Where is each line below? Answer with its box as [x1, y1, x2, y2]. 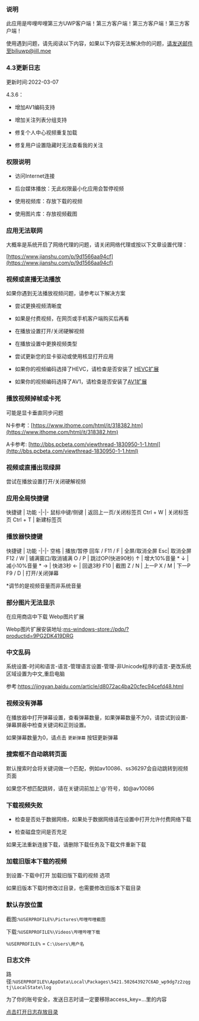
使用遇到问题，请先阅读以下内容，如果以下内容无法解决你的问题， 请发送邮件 [6, 40, 193, 47]
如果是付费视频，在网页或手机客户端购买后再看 [14, 315, 129, 322]
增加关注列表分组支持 [14, 116, 67, 123]
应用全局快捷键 [6, 494, 49, 502]
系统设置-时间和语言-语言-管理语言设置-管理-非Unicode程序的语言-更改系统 [6, 663, 191, 670]
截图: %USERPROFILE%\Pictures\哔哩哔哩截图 [6, 915, 106, 922]
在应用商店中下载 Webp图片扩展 [6, 613, 85, 620]
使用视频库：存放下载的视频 [14, 197, 83, 204]
